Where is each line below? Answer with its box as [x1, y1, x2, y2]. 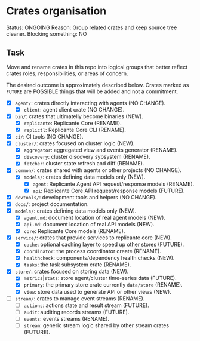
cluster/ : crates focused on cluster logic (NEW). [14, 140, 135, 147]
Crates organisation [6, 4, 107, 18]
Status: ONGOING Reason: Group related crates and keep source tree [6, 24, 177, 31]
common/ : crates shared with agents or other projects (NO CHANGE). [14, 167, 182, 174]
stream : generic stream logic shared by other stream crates [23, 321, 169, 329]
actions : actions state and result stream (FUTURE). [23, 302, 149, 309]
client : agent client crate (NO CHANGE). [23, 106, 125, 113]
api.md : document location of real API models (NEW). [23, 220, 155, 228]
